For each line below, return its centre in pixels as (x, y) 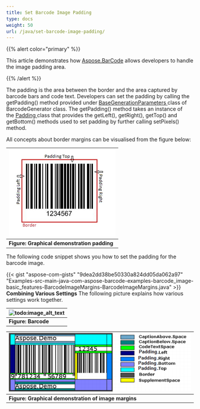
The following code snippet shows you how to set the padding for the (91, 257)
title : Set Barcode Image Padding (49, 13)
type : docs (20, 19)
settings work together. (35, 299)
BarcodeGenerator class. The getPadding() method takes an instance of (94, 109)
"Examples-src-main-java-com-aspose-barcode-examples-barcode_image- (100, 280)
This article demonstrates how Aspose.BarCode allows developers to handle (100, 61)
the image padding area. (36, 67)
